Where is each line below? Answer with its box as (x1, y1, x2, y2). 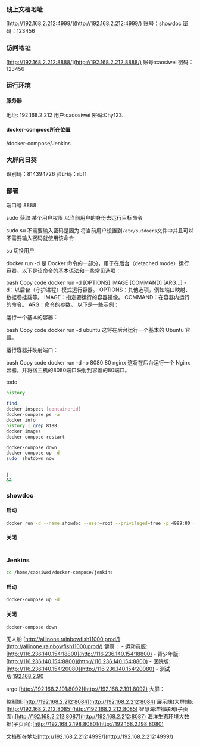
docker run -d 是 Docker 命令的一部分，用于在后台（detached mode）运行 (6, 259, 189, 266)
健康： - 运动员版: (104, 643, 148, 650)
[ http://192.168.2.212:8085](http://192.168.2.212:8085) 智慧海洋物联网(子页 (6, 705, 189, 713)
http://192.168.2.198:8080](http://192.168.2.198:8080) (34, 720, 164, 728)
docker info (6, 417, 36, 424)
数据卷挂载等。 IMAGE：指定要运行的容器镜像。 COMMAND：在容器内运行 (6, 293, 190, 300)
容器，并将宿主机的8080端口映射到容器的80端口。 (6, 366, 130, 374)
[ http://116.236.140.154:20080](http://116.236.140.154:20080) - (6, 666, 159, 673)
